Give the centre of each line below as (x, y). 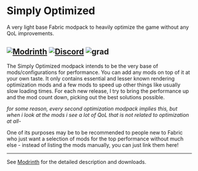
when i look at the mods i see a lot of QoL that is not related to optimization (98, 115)
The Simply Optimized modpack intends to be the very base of (82, 66)
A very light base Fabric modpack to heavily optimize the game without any (98, 27)
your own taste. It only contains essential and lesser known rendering (91, 78)
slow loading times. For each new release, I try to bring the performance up (98, 91)
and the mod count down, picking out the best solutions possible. (86, 97)
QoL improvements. (31, 33)
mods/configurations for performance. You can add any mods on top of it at (98, 72)
